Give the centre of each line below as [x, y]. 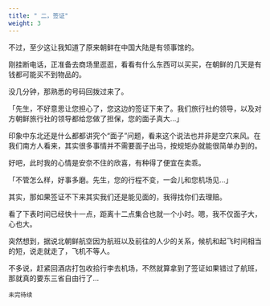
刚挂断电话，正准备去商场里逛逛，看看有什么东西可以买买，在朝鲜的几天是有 [135, 64]
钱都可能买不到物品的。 [47, 74]
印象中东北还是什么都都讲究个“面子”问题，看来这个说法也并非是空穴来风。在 [135, 135]
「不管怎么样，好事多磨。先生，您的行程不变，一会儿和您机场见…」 [121, 180]
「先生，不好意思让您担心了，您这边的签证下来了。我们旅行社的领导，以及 [131, 108]
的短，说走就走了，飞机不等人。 [61, 251]
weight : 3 [25, 23]
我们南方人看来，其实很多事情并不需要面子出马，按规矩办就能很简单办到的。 [135, 145]
